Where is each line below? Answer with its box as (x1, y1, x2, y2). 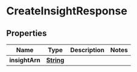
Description (70, 46, 104, 54)
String (46, 56, 65, 64)
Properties (6, 28, 47, 38)
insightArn (9, 56, 41, 64)
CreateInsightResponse (6, 4, 128, 18)
